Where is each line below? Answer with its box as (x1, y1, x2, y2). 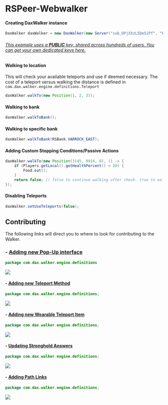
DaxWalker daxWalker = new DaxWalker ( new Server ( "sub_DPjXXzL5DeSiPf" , (5, 31, 157, 36)
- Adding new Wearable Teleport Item (5, 311, 85, 317)
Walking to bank (5, 103, 40, 110)
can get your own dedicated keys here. (5, 47, 86, 53)
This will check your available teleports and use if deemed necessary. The (5, 73, 158, 80)
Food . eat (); (23, 168, 48, 173)
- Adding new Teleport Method (5, 280, 70, 286)
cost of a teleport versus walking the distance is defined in (5, 79, 126, 85)
